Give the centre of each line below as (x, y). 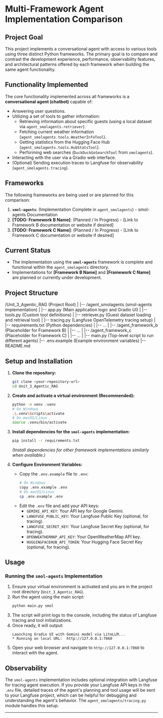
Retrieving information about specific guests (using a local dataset (85, 121)
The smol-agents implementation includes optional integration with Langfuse (81, 680)
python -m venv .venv (34, 404)
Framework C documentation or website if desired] (63, 235)
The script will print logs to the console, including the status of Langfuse (84, 615)
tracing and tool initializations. (42, 620)
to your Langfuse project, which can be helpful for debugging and (71, 695)
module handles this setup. (32, 705)
